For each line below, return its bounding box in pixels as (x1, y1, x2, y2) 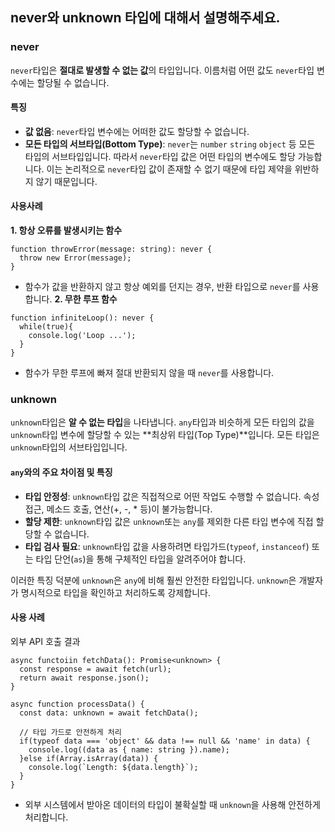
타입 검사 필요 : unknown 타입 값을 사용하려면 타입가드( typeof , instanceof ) (24, 540, 310, 552)
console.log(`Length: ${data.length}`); (28, 762, 199, 772)
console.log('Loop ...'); (28, 331, 137, 341)
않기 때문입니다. (35, 175, 98, 187)
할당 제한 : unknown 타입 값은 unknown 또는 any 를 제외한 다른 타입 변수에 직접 (24, 515, 314, 527)
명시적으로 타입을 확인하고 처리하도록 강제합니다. (20, 586, 211, 598)
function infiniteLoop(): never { (10, 313, 155, 323)
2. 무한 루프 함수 (54, 293, 118, 305)
